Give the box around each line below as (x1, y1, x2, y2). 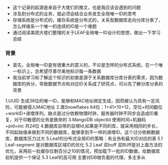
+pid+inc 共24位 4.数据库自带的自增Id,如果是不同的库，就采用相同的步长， (5, 123, 160, 129)
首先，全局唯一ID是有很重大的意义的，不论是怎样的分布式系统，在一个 (12, 62, 159, 68)
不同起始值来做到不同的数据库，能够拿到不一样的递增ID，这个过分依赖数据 (5, 129, 160, 135)
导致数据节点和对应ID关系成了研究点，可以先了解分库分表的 (39, 81, 163, 87)
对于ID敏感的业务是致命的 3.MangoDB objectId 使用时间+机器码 (14, 117, 146, 123)
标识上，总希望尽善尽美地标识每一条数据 (17, 68, 101, 74)
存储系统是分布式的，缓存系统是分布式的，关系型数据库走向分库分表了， (12, 17, 163, 23)
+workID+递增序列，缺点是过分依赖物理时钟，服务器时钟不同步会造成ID (5, 110, 154, 117)
